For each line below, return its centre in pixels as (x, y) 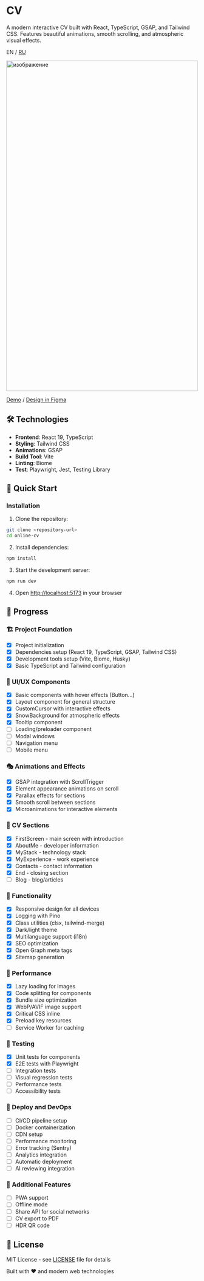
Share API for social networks (52, 1211)
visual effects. (24, 40)
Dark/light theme (36, 929)
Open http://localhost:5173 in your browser (69, 593)
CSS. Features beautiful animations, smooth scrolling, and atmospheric (95, 33)
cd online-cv (23, 536)
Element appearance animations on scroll (67, 789)
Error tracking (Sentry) (43, 1147)
